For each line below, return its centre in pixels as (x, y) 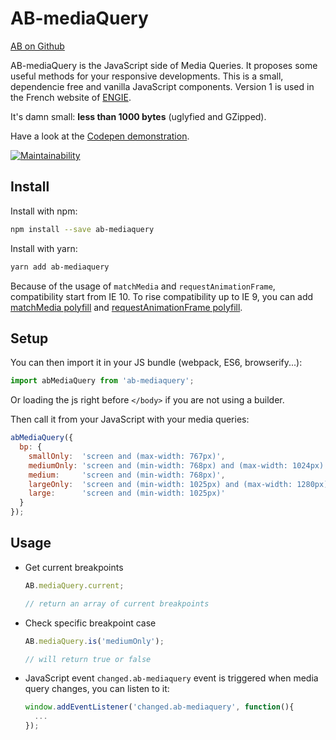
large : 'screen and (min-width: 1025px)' (127, 493)
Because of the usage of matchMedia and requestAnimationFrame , (143, 286)
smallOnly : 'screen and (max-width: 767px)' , (127, 456)
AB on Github (37, 46)
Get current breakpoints (74, 567)
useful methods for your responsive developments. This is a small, (147, 76)
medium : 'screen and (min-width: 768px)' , (127, 475)
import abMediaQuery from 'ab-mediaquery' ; (102, 381)
